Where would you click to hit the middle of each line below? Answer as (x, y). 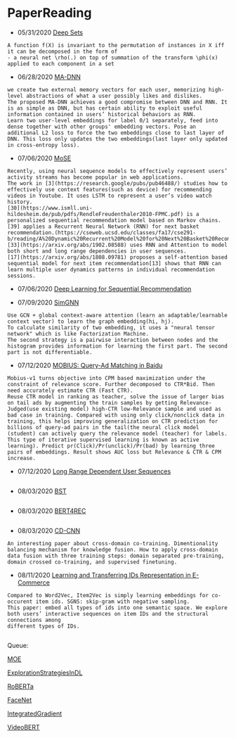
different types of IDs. (44, 626)
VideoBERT (24, 727)
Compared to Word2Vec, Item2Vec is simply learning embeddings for (108, 595)
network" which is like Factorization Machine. (78, 333)
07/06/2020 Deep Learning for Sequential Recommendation (104, 288)
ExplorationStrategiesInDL (45, 673)
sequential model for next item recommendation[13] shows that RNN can (114, 263)
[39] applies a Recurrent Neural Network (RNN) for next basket (103, 227)
